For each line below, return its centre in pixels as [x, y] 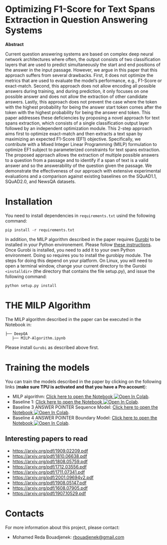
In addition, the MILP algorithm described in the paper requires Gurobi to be [83, 239]
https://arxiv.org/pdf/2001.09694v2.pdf [53, 477]
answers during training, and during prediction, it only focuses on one [77, 91]
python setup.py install [31, 285]
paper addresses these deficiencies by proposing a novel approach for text [83, 117]
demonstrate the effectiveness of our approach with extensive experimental [83, 170]
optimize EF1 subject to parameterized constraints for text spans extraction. [83, 149]
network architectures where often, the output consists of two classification [83, 59]
